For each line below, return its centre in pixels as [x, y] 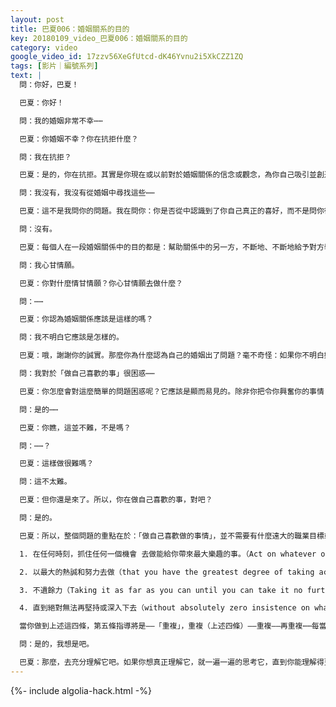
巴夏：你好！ [42, 102]
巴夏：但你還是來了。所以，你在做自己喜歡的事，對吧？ [116, 500]
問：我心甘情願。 [49, 265]
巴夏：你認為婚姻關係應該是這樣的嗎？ [86, 319]
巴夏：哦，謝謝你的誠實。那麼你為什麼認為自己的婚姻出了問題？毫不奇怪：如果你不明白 [172, 356]
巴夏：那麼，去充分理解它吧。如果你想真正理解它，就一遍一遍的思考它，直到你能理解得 [172, 662]
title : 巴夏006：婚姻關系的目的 [70, 29]
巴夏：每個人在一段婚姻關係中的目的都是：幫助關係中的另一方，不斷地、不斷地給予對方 [172, 247]
